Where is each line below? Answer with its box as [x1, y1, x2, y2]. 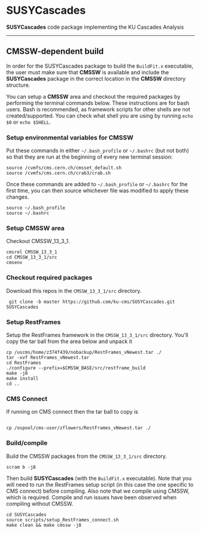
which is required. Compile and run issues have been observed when [6, 493, 177, 500]
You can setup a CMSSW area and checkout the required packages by [6, 93, 181, 100]
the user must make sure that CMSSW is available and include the [6, 68, 169, 75]
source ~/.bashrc [6, 210, 50, 216]
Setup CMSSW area [6, 224, 65, 232]
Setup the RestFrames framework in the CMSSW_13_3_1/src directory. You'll [6, 331, 188, 338]
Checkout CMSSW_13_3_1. [6, 238, 71, 245]
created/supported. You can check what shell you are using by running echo [6, 112, 193, 119]
